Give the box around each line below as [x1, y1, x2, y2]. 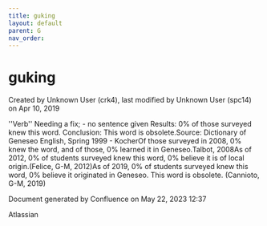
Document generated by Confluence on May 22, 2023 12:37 [8, 194, 207, 204]
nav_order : [8, 34, 45, 42]
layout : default [8, 19, 63, 27]
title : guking [8, 11, 56, 20]
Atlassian [8, 210, 38, 220]
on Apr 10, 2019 [8, 103, 60, 113]
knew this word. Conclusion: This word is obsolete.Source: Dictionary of [8, 127, 247, 137]
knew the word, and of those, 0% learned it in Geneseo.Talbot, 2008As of [8, 145, 253, 155]
